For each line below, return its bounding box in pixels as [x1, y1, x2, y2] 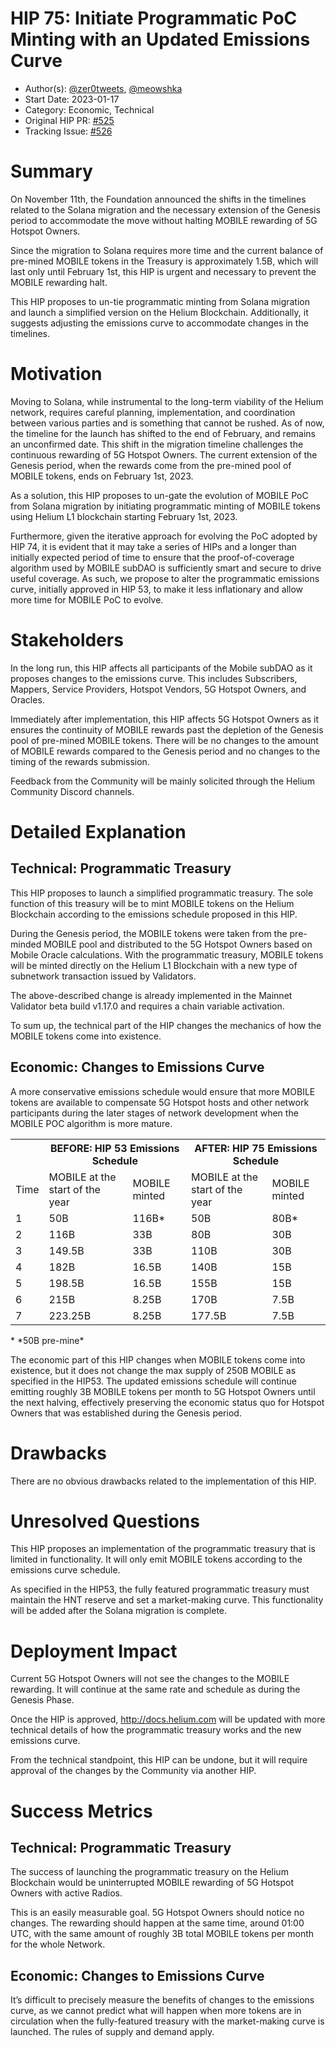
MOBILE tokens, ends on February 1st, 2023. [10, 470, 194, 482]
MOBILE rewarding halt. [10, 276, 108, 288]
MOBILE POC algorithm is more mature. [10, 1117, 173, 1129]
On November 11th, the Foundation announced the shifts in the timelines [10, 193, 307, 205]
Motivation [10, 363, 103, 386]
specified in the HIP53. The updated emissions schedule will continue [10, 1375, 297, 1387]
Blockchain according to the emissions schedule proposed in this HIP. [10, 908, 298, 920]
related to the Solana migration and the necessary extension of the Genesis [10, 203, 321, 216]
